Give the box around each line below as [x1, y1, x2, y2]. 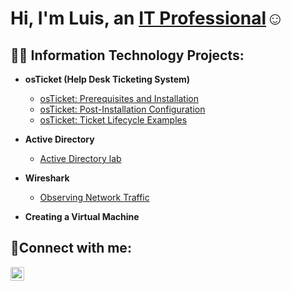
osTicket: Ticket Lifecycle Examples [39, 114, 188, 126]
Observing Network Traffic [39, 192, 150, 203]
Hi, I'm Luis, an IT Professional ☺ [10, 7, 285, 30]
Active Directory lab [39, 153, 122, 164]
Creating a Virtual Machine [24, 211, 140, 222]
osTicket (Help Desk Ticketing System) [24, 73, 191, 85]
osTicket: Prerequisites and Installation [39, 93, 200, 104]
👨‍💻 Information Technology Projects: [10, 47, 245, 64]
